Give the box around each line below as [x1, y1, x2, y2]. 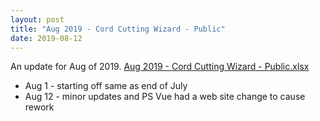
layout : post [10, 14, 65, 25]
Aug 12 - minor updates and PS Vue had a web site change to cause [24, 91, 306, 103]
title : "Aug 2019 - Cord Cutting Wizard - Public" [10, 24, 226, 34]
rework [24, 101, 55, 113]
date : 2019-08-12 [10, 33, 83, 43]
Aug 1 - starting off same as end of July [24, 80, 188, 92]
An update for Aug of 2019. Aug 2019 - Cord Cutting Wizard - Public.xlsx [10, 61, 310, 73]
